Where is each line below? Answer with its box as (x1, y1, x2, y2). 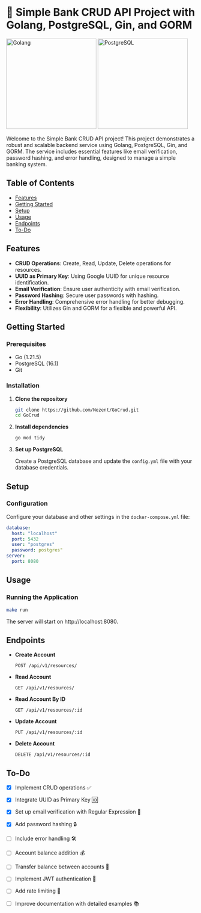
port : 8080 (11, 559, 39, 565)
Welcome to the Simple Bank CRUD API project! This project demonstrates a (6, 135, 195, 142)
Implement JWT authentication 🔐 (14, 875, 97, 882)
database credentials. (14, 464, 69, 471)
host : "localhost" (11, 530, 58, 536)
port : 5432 (11, 536, 39, 542)
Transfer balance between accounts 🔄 (14, 863, 110, 870)
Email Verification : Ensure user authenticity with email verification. (14, 285, 181, 292)
